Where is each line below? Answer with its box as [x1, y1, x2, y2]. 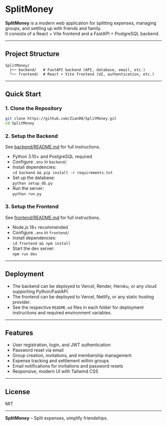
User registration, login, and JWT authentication [12, 342, 111, 348]
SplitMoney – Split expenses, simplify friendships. [5, 415, 108, 421]
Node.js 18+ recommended [12, 224, 68, 230]
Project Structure [5, 50, 60, 58]
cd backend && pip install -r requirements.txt [12, 171, 113, 176]
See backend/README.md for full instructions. [5, 144, 101, 150]
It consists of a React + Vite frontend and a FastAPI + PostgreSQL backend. [5, 30, 160, 36]
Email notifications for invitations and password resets [12, 363, 123, 369]
